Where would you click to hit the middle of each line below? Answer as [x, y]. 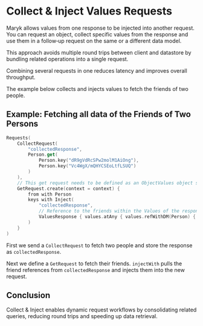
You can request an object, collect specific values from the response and [97, 34]
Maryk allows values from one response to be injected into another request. [101, 28]
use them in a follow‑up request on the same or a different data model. [94, 41]
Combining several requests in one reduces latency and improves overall [97, 70]
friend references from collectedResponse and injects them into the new [96, 270]
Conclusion [28, 295]
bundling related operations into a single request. [67, 59]
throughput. [21, 77]
